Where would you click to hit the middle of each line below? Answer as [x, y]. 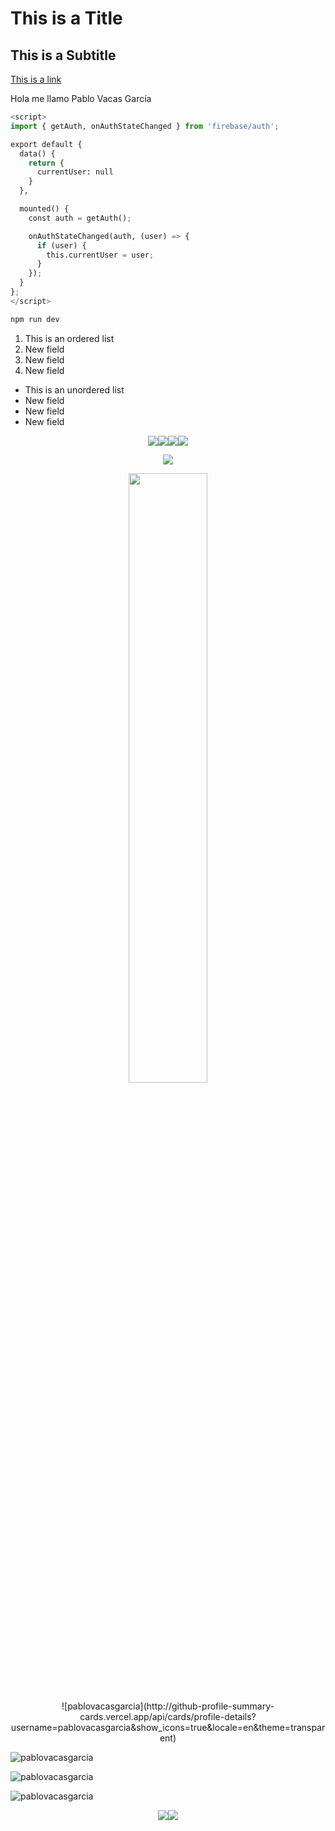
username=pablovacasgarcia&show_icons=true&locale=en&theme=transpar [168, 1727]
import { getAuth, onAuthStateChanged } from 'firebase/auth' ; [145, 126]
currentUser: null [75, 172]
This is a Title [66, 18]
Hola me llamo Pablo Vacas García [81, 98]
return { [46, 163]
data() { [37, 153]
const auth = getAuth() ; [80, 218]
